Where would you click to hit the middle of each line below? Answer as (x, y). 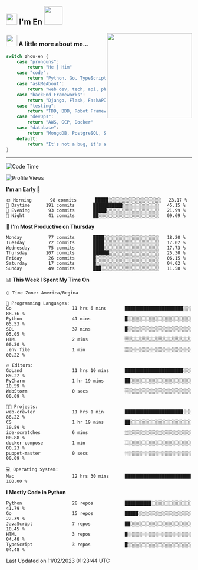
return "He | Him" (50, 67)
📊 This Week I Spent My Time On (48, 280)
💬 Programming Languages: (38, 303)
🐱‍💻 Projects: (22, 407)
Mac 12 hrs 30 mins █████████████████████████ (99, 477)
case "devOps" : (35, 117)
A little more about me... (54, 44)
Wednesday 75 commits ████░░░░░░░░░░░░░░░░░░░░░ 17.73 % (96, 248)
